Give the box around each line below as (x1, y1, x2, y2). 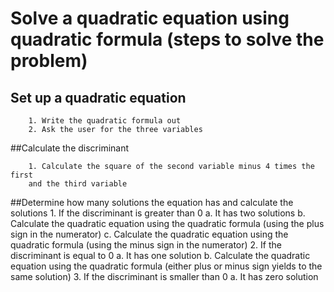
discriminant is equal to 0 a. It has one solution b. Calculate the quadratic (10, 250, 311, 261)
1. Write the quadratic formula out (28, 116, 182, 126)
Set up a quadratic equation (10, 89, 187, 106)
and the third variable (28, 179, 128, 189)
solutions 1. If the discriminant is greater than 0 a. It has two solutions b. (10, 207, 306, 219)
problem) (10, 50, 88, 72)
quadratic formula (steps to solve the (10, 28, 325, 51)
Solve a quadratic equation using (10, 7, 290, 30)
